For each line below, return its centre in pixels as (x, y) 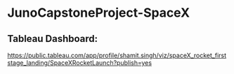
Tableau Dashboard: (53, 39)
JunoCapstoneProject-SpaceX (99, 13)
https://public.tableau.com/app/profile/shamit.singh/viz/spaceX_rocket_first (117, 55)
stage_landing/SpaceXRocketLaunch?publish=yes (80, 63)
